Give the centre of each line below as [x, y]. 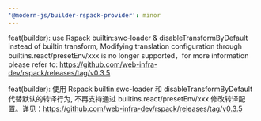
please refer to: [33, 64]
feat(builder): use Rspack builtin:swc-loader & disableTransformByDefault [128, 38]
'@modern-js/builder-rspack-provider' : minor [84, 15]
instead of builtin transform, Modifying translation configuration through [125, 46]
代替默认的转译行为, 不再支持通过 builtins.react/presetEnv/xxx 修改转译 [123, 98]
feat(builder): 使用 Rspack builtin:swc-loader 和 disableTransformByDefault [130, 89]
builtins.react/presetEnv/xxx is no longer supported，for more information [129, 55]
